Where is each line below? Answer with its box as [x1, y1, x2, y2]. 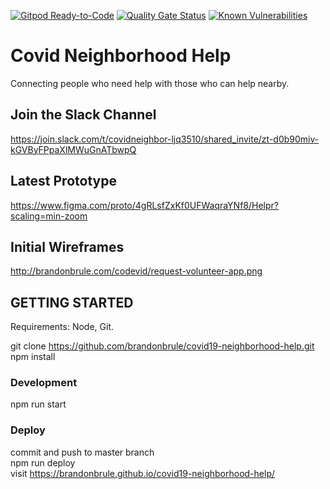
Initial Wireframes [10, 238, 125, 255]
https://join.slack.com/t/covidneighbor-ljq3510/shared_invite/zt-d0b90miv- [10, 133, 320, 145]
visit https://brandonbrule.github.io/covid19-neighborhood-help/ [10, 467, 275, 479]
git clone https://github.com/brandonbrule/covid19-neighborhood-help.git [10, 340, 315, 352]
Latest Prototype [10, 173, 117, 190]
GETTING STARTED [10, 294, 134, 311]
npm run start [10, 398, 67, 410]
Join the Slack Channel [10, 106, 157, 124]
